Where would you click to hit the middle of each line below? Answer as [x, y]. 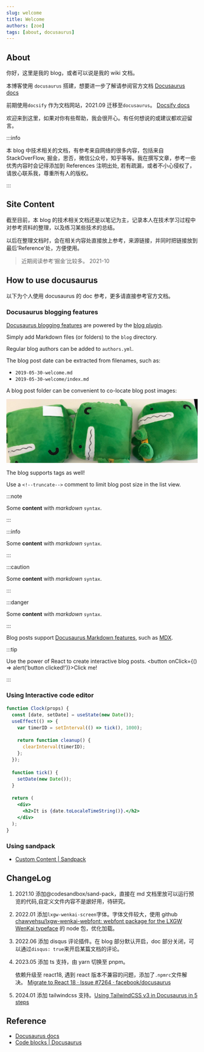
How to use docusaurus [52, 281]
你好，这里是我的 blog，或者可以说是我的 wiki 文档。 [72, 73]
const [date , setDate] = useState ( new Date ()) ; [73, 715]
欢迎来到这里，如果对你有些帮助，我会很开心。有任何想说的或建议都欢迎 [97, 118]
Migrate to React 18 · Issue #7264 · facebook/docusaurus [99, 982]
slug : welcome [24, 13]
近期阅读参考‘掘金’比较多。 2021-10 [65, 261]
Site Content [30, 205]
